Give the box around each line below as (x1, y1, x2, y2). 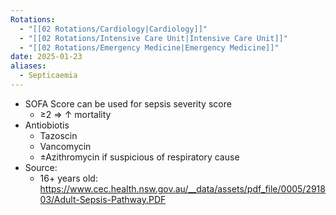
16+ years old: (39, 172, 98, 184)
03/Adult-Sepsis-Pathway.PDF (39, 193, 167, 205)
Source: (24, 161, 58, 173)
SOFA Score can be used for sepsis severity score (24, 97, 232, 110)
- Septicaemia (19, 71, 78, 81)
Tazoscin (39, 129, 78, 141)
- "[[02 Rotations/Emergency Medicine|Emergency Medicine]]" (19, 42, 280, 53)
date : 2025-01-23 (10, 52, 83, 62)
